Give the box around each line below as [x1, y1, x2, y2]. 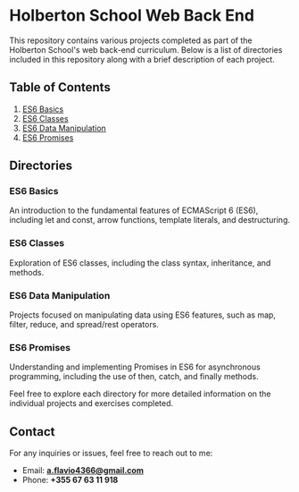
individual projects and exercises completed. [9, 398, 174, 409]
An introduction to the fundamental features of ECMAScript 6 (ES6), [9, 205, 259, 216]
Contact [9, 424, 55, 439]
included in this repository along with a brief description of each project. [9, 54, 275, 64]
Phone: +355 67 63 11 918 [21, 475, 119, 486]
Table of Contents [9, 80, 112, 95]
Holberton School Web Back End [9, 5, 254, 26]
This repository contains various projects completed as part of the [9, 35, 253, 46]
